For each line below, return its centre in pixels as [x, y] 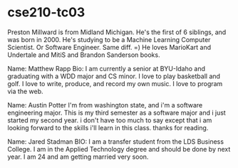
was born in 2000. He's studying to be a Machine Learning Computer [109, 39]
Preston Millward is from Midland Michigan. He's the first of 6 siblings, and [117, 32]
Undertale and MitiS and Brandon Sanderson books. [84, 55]
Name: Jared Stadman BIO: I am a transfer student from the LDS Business [116, 141]
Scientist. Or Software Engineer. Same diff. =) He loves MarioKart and [109, 47]
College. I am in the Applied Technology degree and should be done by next [119, 149]
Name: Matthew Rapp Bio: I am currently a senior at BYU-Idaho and [106, 68]
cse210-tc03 [46, 12]
